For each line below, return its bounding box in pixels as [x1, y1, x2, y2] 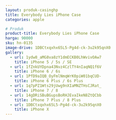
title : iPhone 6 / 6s [14, 69, 60, 74]
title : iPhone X [14, 107, 50, 112]
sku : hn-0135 [5, 40, 33, 46]
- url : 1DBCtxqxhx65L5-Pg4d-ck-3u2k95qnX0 [10, 102, 102, 107]
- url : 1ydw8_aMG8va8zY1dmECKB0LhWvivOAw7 [10, 55, 102, 60]
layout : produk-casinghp [5, 7, 58, 13]
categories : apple [5, 17, 44, 22]
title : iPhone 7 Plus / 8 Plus [14, 98, 81, 103]
